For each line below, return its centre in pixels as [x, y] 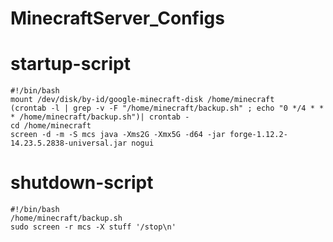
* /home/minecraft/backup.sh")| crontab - [100, 117]
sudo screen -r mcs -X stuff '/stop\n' [93, 227]
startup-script [70, 64]
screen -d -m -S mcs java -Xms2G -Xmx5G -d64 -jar [118, 135]
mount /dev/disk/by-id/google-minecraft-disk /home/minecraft [142, 100]
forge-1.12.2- [258, 135]
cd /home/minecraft [51, 126]
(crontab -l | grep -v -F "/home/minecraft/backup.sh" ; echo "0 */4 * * [167, 108]
